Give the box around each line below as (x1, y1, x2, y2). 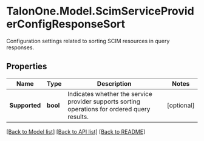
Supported (9, 101, 41, 109)
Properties (6, 61, 47, 72)
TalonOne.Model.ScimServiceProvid (6, 4, 194, 18)
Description (97, 79, 132, 88)
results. (67, 112, 89, 121)
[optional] (166, 101, 195, 109)
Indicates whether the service (67, 89, 153, 98)
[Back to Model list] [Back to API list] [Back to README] (6, 128, 146, 135)
